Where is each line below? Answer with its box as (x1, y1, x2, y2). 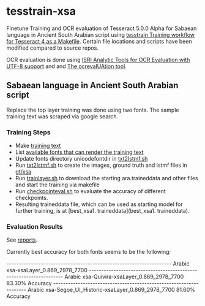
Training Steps (6, 128, 51, 136)
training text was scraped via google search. (6, 112, 119, 120)
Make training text (15, 142, 61, 150)
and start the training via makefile (15, 181, 100, 188)
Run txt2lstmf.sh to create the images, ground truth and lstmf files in (15, 161, 188, 169)
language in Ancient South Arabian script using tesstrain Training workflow (6, 31, 195, 38)
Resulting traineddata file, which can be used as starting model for (15, 201, 183, 208)
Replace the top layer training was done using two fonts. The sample (6, 106, 179, 113)
